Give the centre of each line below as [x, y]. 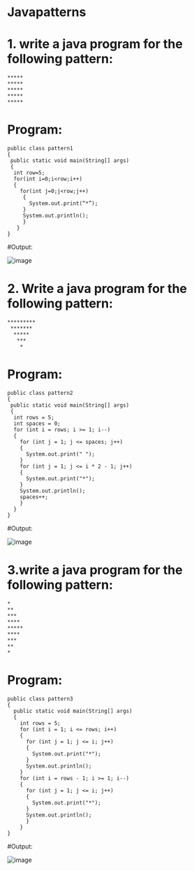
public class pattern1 [40, 149]
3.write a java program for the [95, 570]
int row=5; [29, 173]
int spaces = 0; [37, 424]
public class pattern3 [40, 699]
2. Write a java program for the [97, 289]
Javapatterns [47, 12]
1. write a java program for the [95, 44]
